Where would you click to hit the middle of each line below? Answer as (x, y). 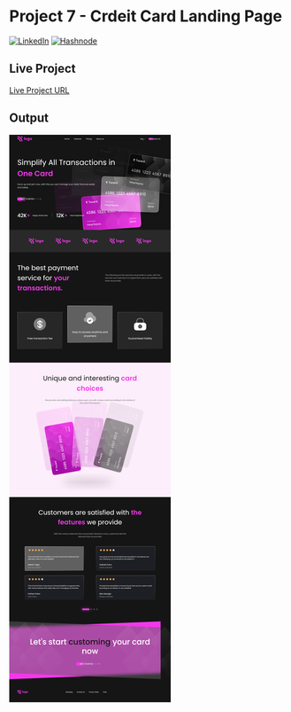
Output (29, 118)
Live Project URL (39, 90)
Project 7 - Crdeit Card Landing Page (146, 16)
